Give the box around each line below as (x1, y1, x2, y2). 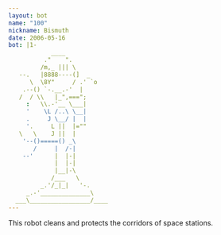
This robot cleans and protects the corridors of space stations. (8, 218, 213, 227)
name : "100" (8, 19, 48, 27)
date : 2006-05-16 (8, 33, 66, 42)
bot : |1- (8, 41, 37, 49)
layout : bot (8, 11, 48, 20)
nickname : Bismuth (8, 26, 69, 34)
